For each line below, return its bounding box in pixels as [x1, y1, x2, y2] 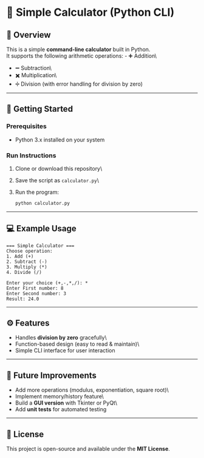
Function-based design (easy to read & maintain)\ [15, 340, 140, 348]
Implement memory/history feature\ [15, 393, 104, 400]
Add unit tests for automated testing [15, 406, 107, 413]
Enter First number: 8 [6, 285, 64, 291]
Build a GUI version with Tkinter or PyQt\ [15, 399, 117, 406]
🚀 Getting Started [6, 104, 73, 114]
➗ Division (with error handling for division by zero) [15, 80, 143, 87]
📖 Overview [6, 30, 51, 40]
